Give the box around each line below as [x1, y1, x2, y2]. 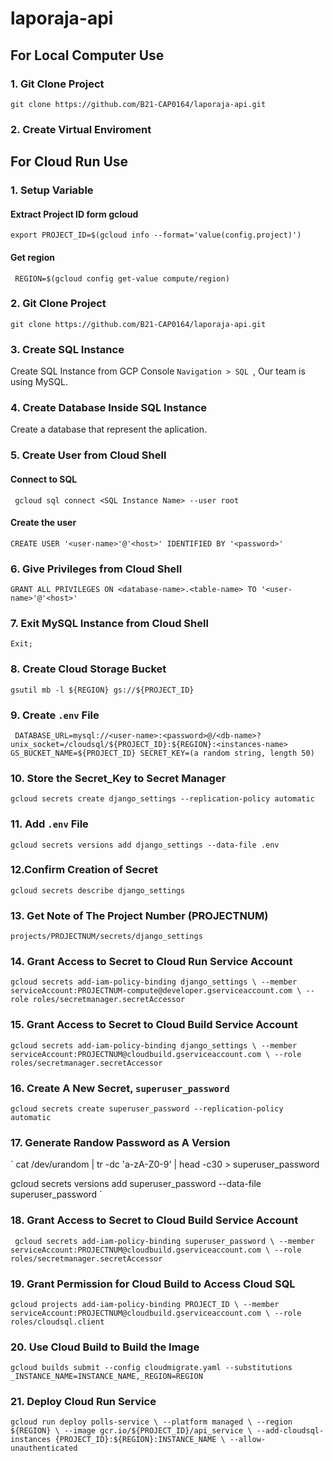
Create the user [10, 517, 77, 529]
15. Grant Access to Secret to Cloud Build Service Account [10, 1018, 298, 1032]
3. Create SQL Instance [10, 342, 125, 356]
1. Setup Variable [10, 183, 94, 197]
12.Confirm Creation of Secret [10, 863, 158, 877]
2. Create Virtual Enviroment [10, 122, 152, 136]
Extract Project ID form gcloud [10, 208, 139, 220]
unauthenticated [10, 1443, 78, 1454]
